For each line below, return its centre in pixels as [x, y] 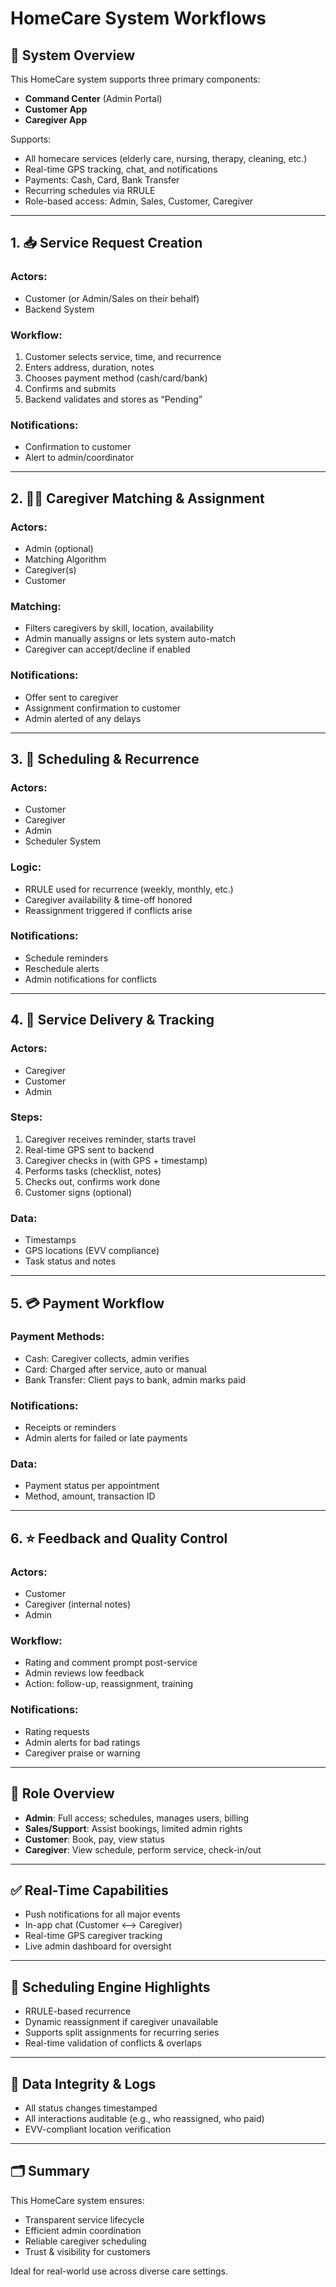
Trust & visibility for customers [87, 2251]
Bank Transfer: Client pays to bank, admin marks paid [135, 1379]
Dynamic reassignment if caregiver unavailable [121, 2022]
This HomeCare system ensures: [77, 2200]
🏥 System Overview [73, 55]
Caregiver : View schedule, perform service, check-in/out [143, 1849]
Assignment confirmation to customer [103, 708]
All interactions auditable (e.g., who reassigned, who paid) [144, 2118]
